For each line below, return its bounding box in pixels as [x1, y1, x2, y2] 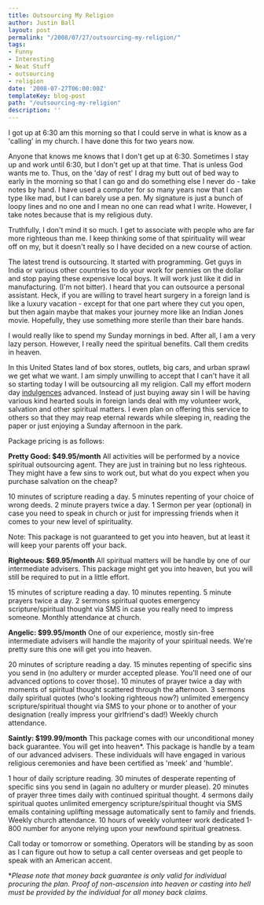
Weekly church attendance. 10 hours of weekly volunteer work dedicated [8, 815, 245, 825]
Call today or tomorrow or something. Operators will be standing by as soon [8, 839, 254, 848]
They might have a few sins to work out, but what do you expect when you [8, 468, 250, 478]
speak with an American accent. [8, 856, 112, 865]
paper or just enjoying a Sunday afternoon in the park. [8, 421, 183, 431]
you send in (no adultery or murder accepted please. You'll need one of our [8, 669, 252, 677]
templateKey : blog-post [8, 92, 86, 100]
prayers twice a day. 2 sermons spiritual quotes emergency [8, 596, 200, 605]
